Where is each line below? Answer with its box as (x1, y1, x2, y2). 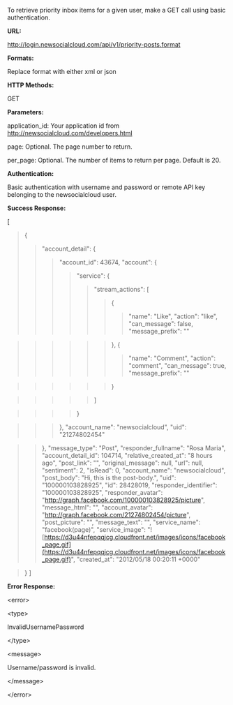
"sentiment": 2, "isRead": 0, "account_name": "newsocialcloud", (41, 466, 226, 474)
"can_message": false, (128, 320, 193, 327)
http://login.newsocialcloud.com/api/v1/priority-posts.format (7, 40, 181, 48)
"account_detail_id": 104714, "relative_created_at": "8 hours (41, 452, 213, 459)
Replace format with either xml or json (7, 68, 116, 75)
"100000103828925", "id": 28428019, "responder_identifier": (41, 481, 218, 489)
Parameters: (7, 108, 44, 116)
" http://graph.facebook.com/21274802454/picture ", (41, 511, 191, 519)
